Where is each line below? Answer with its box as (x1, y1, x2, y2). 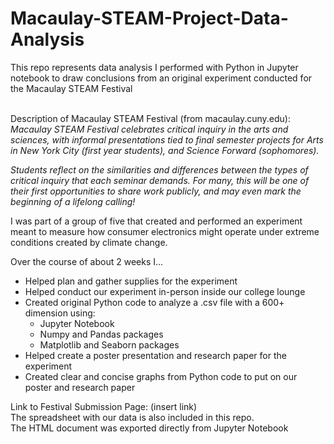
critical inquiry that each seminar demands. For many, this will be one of (10, 174, 310, 186)
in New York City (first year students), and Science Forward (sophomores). (10, 144, 320, 156)
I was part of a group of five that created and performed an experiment (10, 215, 303, 227)
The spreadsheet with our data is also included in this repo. (10, 411, 255, 423)
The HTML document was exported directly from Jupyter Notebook (10, 422, 289, 434)
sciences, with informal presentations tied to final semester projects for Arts (10, 133, 324, 146)
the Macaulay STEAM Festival (10, 82, 133, 94)
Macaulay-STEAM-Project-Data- (10, 7, 289, 30)
